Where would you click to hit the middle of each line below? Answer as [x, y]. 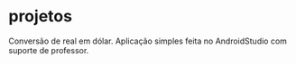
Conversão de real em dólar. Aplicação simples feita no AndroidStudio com [148, 41]
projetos [41, 16]
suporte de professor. [49, 50]
